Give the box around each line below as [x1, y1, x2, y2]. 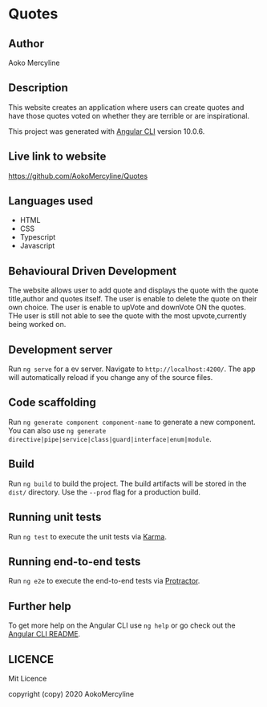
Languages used [8, 194, 94, 208]
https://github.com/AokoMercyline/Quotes [8, 171, 148, 180]
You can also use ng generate [8, 426, 107, 435]
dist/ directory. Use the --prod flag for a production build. [8, 487, 200, 497]
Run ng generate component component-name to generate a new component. [8, 417, 257, 426]
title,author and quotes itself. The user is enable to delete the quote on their [8, 294, 257, 304]
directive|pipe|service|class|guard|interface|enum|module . [8, 434, 212, 443]
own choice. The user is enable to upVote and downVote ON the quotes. [8, 302, 247, 313]
